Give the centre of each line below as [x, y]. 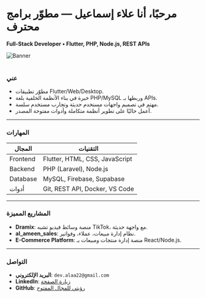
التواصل [17, 261]
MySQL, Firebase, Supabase [84, 178]
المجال [23, 148]
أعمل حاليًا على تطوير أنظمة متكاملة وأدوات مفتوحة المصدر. [83, 111]
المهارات [18, 132]
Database [23, 178]
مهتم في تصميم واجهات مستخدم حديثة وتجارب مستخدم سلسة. [87, 104]
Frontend [22, 159]
